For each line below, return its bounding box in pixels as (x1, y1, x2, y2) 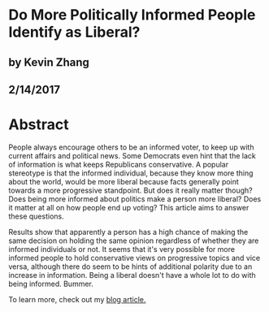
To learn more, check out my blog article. (8, 294, 146, 304)
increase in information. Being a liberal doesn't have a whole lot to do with (8, 270, 256, 279)
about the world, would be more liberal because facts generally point (8, 176, 240, 186)
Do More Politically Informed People (8, 6, 256, 24)
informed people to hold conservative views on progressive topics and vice (8, 253, 261, 262)
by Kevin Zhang (8, 55, 89, 69)
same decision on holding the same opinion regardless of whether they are (8, 236, 259, 245)
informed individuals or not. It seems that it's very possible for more (8, 244, 236, 253)
